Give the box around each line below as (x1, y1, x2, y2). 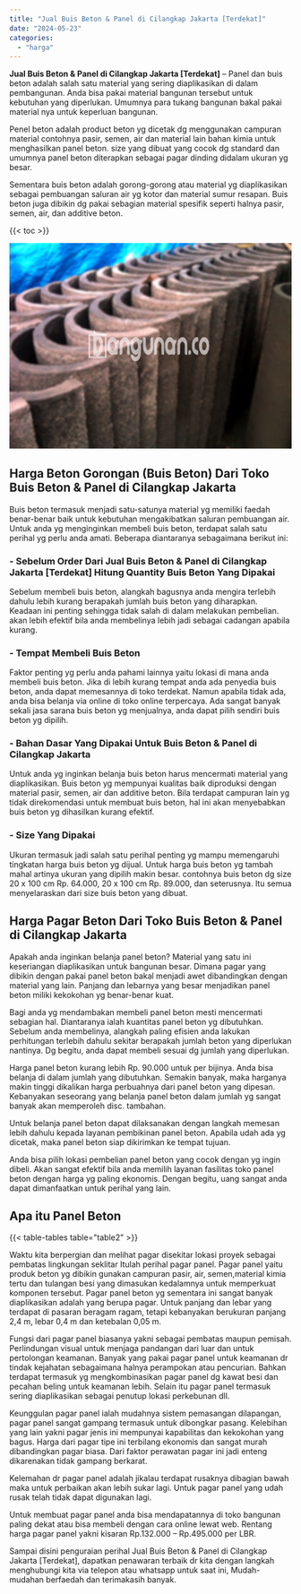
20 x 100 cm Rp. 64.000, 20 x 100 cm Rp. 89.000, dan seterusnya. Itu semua (9, 878, 292, 889)
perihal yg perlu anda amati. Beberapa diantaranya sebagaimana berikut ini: (9, 532, 288, 543)
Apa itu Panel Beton (9, 1208, 122, 1223)
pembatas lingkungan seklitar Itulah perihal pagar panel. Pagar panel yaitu (9, 1259, 284, 1270)
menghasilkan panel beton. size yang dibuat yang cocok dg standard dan (9, 143, 280, 154)
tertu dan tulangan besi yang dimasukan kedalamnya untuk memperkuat (9, 1278, 276, 1289)
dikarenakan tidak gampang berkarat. (9, 1456, 148, 1467)
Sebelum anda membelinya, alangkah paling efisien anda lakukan (9, 1026, 251, 1037)
